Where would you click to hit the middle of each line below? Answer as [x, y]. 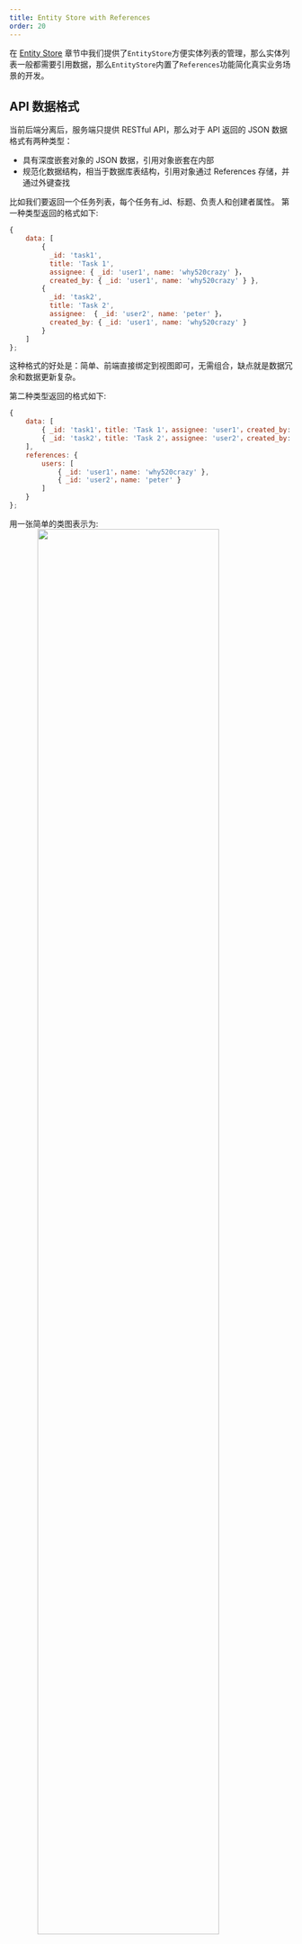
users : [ [58, 463]
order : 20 [28, 26]
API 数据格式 [44, 106]
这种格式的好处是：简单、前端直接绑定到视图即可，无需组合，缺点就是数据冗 [151, 366]
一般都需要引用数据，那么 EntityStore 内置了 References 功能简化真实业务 [150, 64]
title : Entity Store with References [80, 18]
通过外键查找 [46, 183]
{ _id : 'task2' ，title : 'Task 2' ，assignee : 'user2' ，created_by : [167, 439]
